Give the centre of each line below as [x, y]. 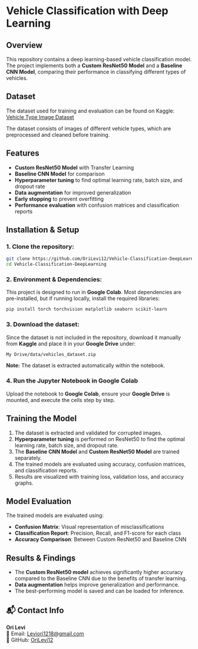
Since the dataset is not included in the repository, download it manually [94, 337]
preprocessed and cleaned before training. [58, 134]
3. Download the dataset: [43, 324]
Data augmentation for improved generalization [73, 192]
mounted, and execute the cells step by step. [61, 400]
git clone [18, 259]
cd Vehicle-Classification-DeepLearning [57, 264]
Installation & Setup [43, 230]
